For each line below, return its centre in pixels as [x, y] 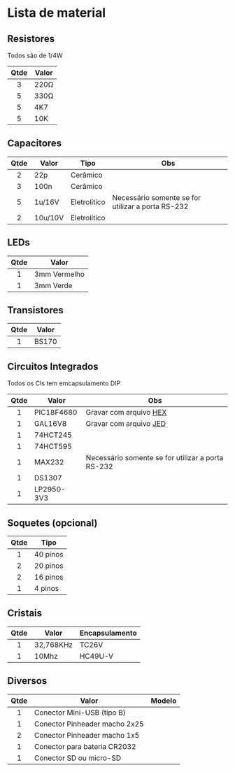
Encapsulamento [108, 633]
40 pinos [49, 555]
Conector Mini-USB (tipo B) [80, 713]
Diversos [27, 681]
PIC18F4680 [56, 413]
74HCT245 [53, 435]
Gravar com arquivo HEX [126, 413]
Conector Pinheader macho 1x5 [87, 735]
